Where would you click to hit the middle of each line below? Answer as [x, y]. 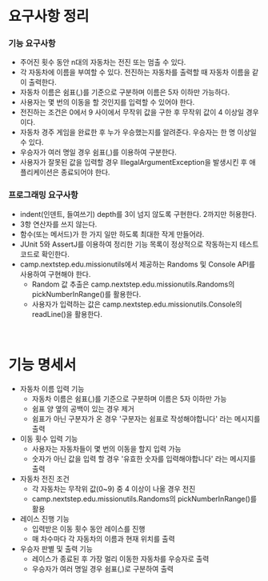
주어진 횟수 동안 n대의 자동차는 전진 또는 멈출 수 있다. [103, 62]
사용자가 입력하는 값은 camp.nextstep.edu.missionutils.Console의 [137, 304]
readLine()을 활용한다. [67, 314]
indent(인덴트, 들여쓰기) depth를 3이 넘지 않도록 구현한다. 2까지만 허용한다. [138, 214]
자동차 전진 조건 [44, 479]
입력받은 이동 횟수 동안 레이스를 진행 [88, 528]
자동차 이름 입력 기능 [52, 388]
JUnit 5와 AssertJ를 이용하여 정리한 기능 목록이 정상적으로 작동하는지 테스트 [139, 244]
